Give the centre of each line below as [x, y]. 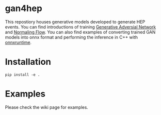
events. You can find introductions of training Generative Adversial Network [80, 27]
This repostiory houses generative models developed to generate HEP [75, 22]
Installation [28, 62]
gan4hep [24, 8]
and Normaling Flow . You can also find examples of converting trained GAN [80, 32]
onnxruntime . [18, 42]
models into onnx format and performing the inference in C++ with [72, 37]
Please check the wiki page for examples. [47, 107]
